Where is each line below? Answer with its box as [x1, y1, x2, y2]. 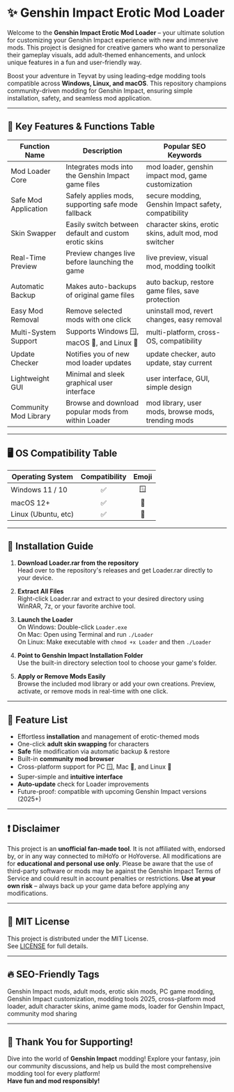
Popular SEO [163, 141, 207, 151]
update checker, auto [146, 349, 216, 359]
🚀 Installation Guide [7, 540, 94, 552]
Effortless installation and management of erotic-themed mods [17, 732, 200, 741]
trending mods [146, 415, 194, 425]
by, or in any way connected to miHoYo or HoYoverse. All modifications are [7, 852, 221, 860]
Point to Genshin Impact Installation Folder [17, 651, 143, 660]
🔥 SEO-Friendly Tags [7, 968, 100, 980]
